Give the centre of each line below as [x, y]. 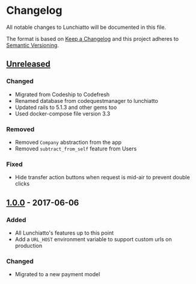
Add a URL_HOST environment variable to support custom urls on [93, 239]
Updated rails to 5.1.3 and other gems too [66, 107]
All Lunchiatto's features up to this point [64, 233]
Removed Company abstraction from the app [68, 142]
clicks [22, 184]
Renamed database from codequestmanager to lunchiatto [86, 100]
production [29, 245]
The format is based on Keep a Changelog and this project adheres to [93, 39]
